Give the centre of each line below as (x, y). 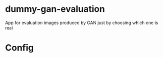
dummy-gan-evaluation (55, 9)
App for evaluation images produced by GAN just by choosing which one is (82, 23)
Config (19, 48)
